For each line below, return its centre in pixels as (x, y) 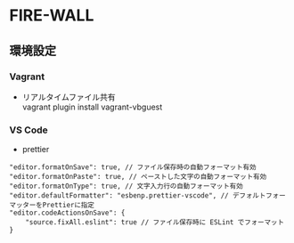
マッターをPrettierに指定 (52, 206)
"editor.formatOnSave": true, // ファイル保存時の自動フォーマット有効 (133, 167)
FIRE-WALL (52, 16)
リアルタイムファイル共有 (69, 97)
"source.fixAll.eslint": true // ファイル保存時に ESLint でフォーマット (155, 223)
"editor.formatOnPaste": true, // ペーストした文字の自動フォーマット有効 (138, 177)
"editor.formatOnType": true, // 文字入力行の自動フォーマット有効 (126, 186)
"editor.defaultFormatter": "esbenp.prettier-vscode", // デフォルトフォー (148, 196)
